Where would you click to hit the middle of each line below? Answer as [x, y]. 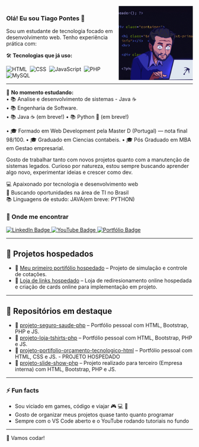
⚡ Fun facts [23, 391]
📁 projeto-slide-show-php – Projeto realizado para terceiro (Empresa [98, 363]
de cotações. [31, 274]
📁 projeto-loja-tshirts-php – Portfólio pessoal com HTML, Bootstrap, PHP [103, 338]
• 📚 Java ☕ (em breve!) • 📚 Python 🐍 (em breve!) [68, 117]
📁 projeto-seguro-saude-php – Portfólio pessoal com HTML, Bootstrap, [102, 325]
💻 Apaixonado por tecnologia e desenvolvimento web [72, 184]
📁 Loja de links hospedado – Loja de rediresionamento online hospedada [103, 281]
